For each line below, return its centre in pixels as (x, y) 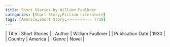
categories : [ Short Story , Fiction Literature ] (55, 15)
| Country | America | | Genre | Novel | (45, 39)
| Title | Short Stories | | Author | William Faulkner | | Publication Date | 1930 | (85, 34)
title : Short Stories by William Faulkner (51, 10)
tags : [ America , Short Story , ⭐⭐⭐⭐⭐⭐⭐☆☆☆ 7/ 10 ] (56, 19)
